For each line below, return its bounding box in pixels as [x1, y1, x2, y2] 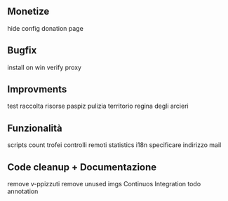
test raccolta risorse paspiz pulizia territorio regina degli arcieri [7, 102, 189, 111]
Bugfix [7, 45, 37, 57]
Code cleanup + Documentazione [7, 161, 157, 173]
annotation [7, 187, 39, 195]
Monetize [7, 6, 50, 18]
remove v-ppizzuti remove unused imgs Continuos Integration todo [7, 180, 201, 188]
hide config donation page [7, 24, 84, 32]
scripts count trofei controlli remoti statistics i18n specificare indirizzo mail [7, 141, 222, 149]
